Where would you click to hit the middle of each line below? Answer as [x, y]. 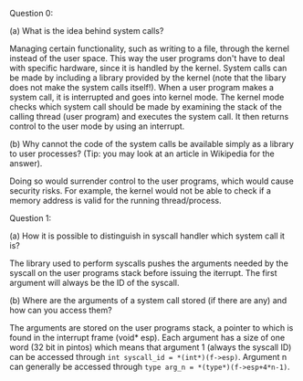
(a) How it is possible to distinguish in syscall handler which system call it [147, 236]
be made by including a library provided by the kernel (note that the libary [148, 78]
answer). [26, 163]
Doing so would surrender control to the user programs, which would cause [151, 181]
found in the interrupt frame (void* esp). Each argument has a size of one [147, 338]
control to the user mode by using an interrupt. [97, 126]
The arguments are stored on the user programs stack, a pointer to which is [151, 328]
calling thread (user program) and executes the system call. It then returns [149, 116]
